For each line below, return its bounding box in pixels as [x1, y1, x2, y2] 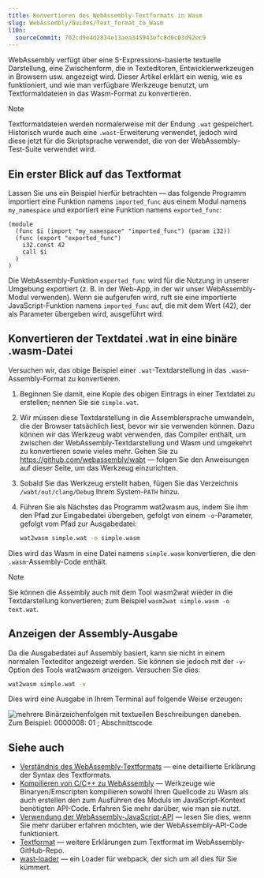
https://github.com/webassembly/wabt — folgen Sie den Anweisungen [19, 455, 250, 464]
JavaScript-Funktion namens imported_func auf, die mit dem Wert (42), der [8, 301, 251, 310]
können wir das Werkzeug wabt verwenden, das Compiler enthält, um [19, 430, 247, 439]
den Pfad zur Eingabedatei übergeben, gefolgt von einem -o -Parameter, [19, 510, 254, 520]
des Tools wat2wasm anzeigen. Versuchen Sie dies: [31, 665, 201, 674]
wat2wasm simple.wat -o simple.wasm [19, 534, 140, 542]
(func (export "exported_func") [15, 235, 122, 242]
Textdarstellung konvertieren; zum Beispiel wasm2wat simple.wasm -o [8, 595, 230, 605]
